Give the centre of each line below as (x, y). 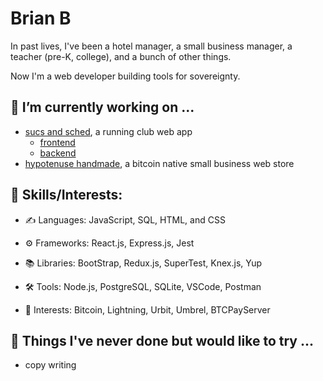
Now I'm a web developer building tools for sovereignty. (125, 76)
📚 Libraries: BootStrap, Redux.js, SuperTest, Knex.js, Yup (143, 263)
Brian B (41, 18)
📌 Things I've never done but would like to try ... (162, 340)
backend (58, 153)
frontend (57, 142)
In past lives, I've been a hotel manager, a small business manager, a (151, 46)
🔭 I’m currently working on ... (102, 107)
